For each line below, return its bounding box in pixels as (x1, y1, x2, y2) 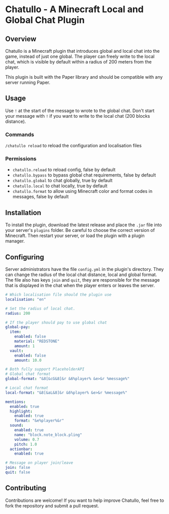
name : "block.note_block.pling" (14, 432, 82, 437)
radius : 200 (5, 311, 30, 316)
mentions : (5, 399, 26, 404)
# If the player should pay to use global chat (5, 320, 107, 325)
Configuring (5, 253, 44, 261)
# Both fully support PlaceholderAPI (5, 367, 85, 372)
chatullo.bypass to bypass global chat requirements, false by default (12, 172, 156, 178)
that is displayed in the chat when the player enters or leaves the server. (5, 283, 155, 289)
